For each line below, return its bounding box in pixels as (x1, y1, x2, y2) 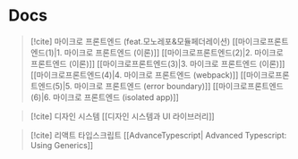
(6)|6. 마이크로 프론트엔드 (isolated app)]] (30, 91, 180, 103)
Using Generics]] (30, 139, 94, 150)
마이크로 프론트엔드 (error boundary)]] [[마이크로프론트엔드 (73, 80, 284, 91)
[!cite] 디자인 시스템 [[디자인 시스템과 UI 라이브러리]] (30, 111, 216, 121)
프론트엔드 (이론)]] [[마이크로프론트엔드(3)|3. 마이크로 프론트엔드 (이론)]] (30, 58, 285, 69)
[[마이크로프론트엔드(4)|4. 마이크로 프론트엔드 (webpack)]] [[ (30, 69, 247, 80)
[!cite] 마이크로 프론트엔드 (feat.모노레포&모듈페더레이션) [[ (30, 36, 239, 46)
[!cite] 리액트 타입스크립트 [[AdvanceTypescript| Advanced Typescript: (30, 130, 287, 140)
